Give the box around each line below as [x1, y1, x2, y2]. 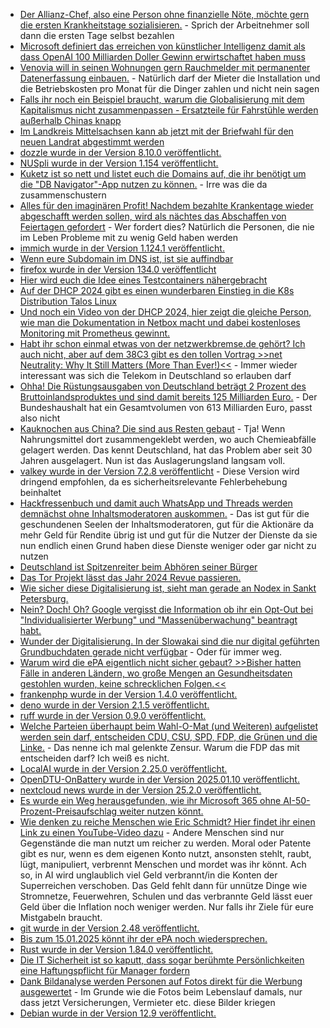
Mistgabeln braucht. [19, 912, 103, 923]
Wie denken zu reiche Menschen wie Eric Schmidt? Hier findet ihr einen [19, 816, 316, 828]
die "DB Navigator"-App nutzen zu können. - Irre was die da [19, 179, 268, 190]
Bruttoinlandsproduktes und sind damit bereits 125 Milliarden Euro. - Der [19, 391, 318, 403]
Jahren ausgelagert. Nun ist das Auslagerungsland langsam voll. [19, 455, 286, 466]
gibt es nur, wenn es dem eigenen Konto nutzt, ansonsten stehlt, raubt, [19, 848, 312, 859]
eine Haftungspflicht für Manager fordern [19, 965, 191, 976]
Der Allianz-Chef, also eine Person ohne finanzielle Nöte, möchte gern [19, 9, 310, 20]
